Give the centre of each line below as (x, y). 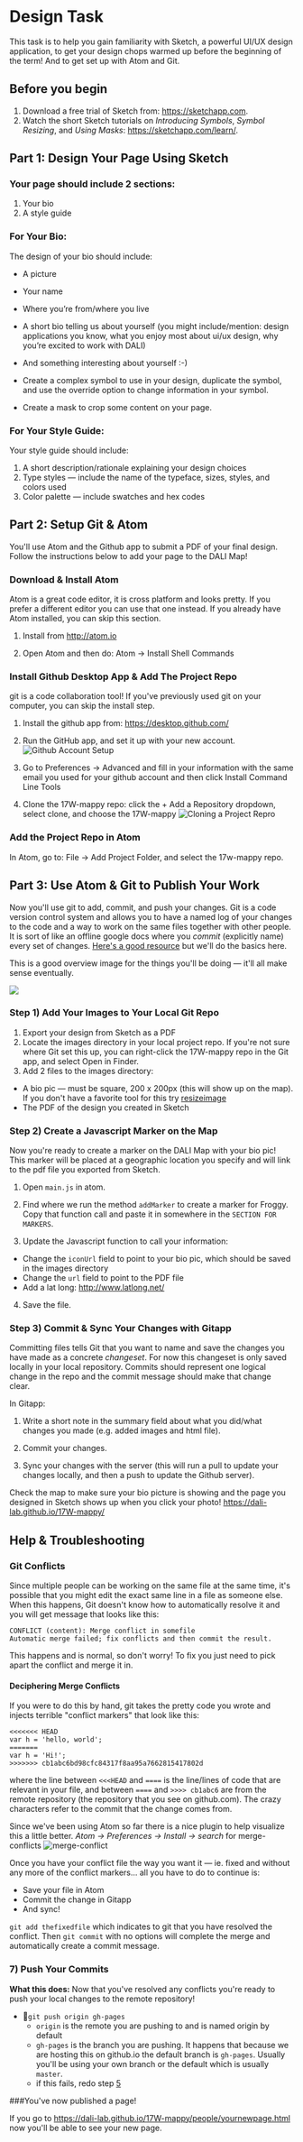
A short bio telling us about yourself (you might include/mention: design (156, 326)
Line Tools (41, 787)
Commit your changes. (64, 1448)
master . (49, 2073)
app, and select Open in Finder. (81, 1061)
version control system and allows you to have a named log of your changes (151, 916)
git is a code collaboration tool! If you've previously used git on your (135, 696)
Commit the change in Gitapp (77, 1899)
